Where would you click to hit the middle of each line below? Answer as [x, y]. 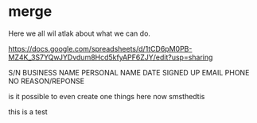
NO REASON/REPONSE [47, 81]
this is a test [28, 111]
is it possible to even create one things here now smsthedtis [107, 96]
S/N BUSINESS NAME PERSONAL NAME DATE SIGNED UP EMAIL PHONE [129, 72]
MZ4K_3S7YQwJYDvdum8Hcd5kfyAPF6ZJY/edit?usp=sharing [111, 57]
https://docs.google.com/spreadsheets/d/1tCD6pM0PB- [100, 48]
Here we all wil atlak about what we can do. [80, 33]
